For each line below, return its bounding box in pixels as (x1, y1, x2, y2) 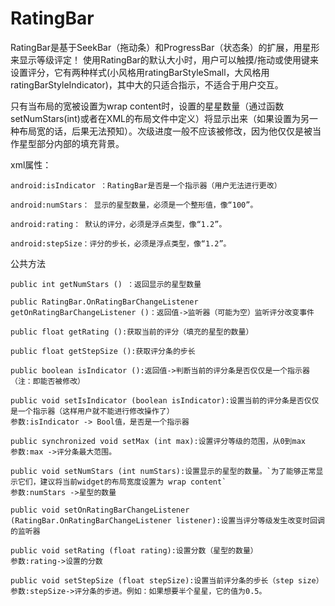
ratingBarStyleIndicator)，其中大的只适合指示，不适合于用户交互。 (10, 78, 284, 91)
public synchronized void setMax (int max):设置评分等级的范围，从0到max (10, 436, 306, 446)
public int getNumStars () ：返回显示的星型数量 (10, 279, 202, 289)
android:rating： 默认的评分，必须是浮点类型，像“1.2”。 (10, 219, 227, 229)
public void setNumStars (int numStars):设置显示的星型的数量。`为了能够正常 (10, 466, 317, 476)
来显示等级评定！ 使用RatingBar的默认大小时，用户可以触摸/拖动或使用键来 (10, 53, 319, 66)
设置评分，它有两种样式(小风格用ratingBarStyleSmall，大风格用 (10, 66, 270, 78)
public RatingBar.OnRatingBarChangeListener (10, 297, 199, 307)
